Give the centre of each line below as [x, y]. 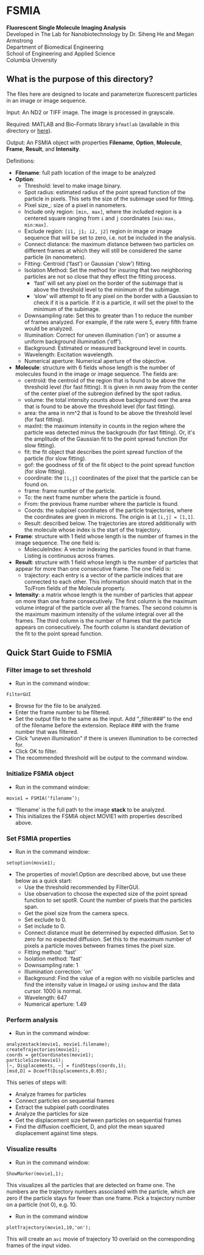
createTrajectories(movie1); [43, 1050]
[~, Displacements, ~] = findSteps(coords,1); [66, 1066]
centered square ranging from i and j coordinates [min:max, [100, 218]
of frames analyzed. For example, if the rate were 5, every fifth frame [111, 322]
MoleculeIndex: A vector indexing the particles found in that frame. [108, 549]
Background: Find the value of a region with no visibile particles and [109, 978]
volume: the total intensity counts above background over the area [107, 400]
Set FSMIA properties [39, 838]
